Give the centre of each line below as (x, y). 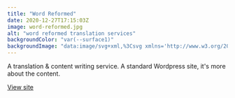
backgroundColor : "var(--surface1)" (60, 40)
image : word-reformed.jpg (45, 27)
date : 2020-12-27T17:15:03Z (48, 20)
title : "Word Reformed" (42, 14)
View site (20, 87)
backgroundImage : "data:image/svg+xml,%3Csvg (74, 46)
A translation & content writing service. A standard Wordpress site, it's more (116, 66)
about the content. (34, 73)
